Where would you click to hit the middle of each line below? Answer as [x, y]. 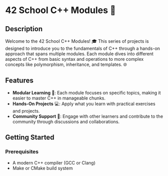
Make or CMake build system [43, 168]
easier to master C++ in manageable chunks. [59, 98]
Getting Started [30, 138]
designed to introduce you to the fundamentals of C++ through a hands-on [83, 48]
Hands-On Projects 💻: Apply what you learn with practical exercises [84, 104]
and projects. [26, 111]
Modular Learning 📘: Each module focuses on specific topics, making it [87, 93]
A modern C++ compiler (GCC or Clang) [54, 162]
